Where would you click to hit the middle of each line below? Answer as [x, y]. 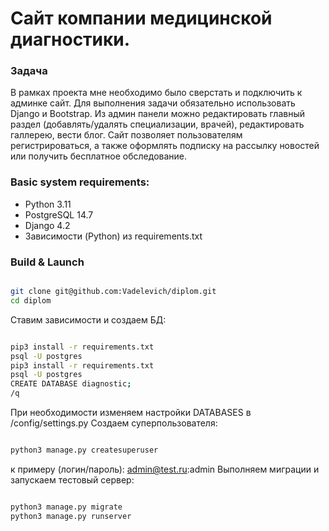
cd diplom [31, 300]
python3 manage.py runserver [71, 516]
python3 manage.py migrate [66, 507]
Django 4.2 [47, 225]
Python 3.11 [48, 204]
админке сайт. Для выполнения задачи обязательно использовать [153, 103]
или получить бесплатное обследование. [99, 156]
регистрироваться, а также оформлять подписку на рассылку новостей [165, 146]
